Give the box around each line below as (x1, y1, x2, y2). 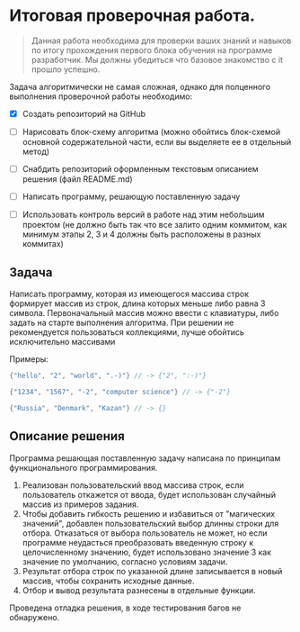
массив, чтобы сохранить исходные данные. (22, 575, 195, 586)
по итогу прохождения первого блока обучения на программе (31, 44, 273, 55)
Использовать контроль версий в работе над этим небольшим (22, 209, 265, 221)
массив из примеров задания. (22, 499, 139, 510)
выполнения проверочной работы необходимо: (9, 91, 193, 102)
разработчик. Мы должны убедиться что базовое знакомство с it (31, 54, 283, 65)
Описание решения (9, 429, 126, 444)
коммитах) (22, 239, 65, 249)
